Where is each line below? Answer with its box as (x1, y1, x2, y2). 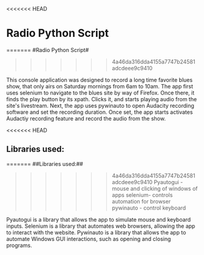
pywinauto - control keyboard (112, 204, 186, 211)
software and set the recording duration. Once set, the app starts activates (6, 108, 193, 116)
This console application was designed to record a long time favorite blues (6, 76, 193, 84)
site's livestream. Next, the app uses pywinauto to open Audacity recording (6, 102, 194, 109)
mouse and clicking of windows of (112, 185, 198, 192)
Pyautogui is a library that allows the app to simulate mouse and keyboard (6, 216, 191, 223)
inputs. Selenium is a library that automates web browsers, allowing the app (6, 222, 195, 230)
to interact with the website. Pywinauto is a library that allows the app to (6, 228, 186, 236)
